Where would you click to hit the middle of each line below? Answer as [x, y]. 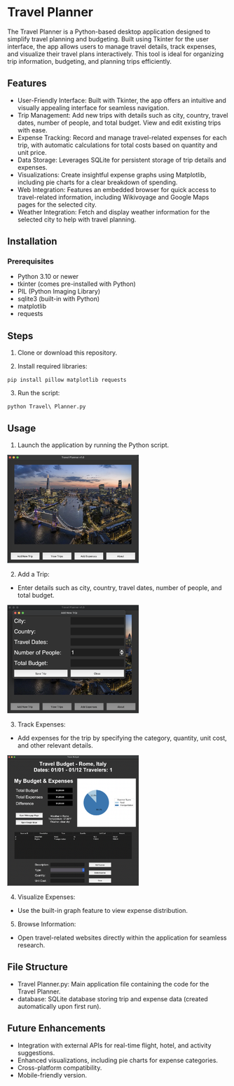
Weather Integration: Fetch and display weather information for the [113, 212]
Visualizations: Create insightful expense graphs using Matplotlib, [112, 174]
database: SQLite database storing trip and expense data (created [112, 998]
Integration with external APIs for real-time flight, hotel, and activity [114, 1045]
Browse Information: [47, 924]
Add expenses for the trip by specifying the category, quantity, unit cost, [122, 738]
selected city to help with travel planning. [77, 219]
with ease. [32, 130]
